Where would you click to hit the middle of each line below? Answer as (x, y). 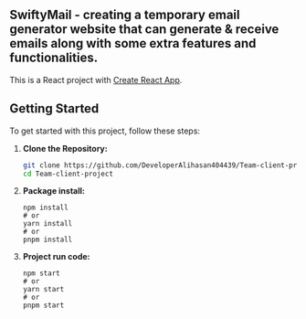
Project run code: (56, 257)
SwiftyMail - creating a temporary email (125, 15)
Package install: (53, 191)
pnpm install (47, 240)
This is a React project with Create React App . (96, 80)
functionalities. (54, 58)
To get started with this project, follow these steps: (105, 131)
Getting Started (54, 109)
